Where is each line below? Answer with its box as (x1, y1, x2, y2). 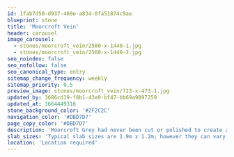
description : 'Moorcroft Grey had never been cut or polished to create (7, 126, 223, 133)
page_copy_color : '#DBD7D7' (7, 119, 89, 127)
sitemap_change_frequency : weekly (7, 74, 108, 82)
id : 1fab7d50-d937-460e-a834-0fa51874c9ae (7, 10, 132, 17)
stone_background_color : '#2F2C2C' (7, 107, 111, 114)
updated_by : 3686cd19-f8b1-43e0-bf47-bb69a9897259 (7, 94, 157, 101)
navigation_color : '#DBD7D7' (7, 113, 92, 120)
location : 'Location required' (7, 140, 98, 147)
